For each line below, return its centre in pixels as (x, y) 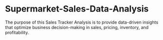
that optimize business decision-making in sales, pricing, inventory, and (77, 27)
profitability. (17, 32)
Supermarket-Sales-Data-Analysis (77, 9)
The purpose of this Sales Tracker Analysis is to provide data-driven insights (82, 22)
